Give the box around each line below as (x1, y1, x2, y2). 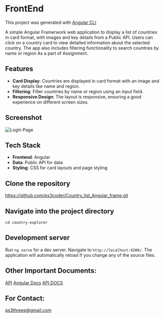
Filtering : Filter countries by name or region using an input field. (12, 88, 144, 95)
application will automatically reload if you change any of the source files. (5, 252, 156, 258)
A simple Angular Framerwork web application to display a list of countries (5, 29, 158, 35)
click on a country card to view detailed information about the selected (5, 39, 150, 45)
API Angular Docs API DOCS (5, 280, 63, 286)
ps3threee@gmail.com (5, 307, 52, 314)
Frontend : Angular (12, 154, 51, 160)
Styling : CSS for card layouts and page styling (12, 165, 108, 171)
